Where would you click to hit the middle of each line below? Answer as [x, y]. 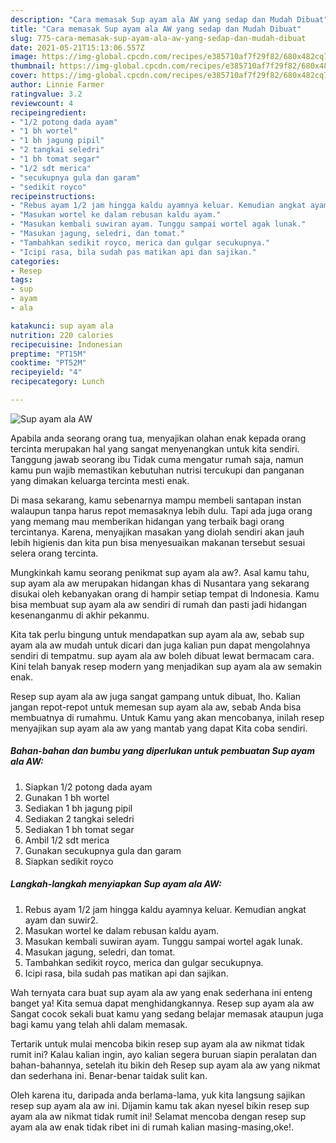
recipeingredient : [48, 112]
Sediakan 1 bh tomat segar [79, 829]
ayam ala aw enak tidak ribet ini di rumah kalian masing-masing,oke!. [152, 1127]
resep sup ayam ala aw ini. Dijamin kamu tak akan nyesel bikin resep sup [160, 1105]
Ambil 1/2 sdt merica [67, 840]
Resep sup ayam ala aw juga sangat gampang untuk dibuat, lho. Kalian [156, 696]
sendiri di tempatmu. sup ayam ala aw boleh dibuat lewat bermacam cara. [162, 655]
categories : [35, 261]
